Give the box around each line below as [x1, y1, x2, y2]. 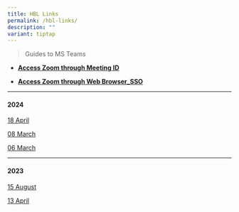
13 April [7, 196, 30, 205]
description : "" [7, 23, 55, 31]
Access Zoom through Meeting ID [17, 63, 119, 72]
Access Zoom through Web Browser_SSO [17, 78, 144, 86]
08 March [7, 129, 36, 139]
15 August [7, 182, 37, 191]
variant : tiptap [7, 30, 55, 38]
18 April [7, 116, 30, 124]
